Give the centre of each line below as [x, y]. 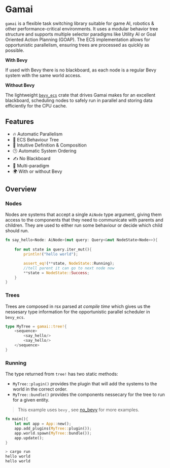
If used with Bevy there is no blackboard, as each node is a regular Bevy [81, 70]
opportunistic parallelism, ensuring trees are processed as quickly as [77, 45]
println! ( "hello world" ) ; [51, 255]
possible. [15, 50]
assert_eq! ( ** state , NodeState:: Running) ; [69, 263]
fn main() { [17, 419]
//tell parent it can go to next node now [69, 268]
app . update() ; [29, 438]
